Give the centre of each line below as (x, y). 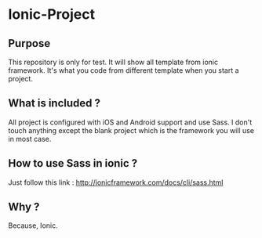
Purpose (29, 43)
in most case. (30, 139)
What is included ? (54, 103)
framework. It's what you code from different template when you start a (124, 70)
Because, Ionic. (33, 225)
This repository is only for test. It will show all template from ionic (113, 62)
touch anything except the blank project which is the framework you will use (131, 130)
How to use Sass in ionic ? (73, 163)
